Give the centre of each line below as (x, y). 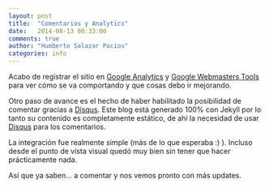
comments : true (34, 38)
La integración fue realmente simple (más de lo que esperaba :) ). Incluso (130, 142)
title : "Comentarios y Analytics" (68, 23)
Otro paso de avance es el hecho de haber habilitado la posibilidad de (125, 101)
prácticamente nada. (43, 160)
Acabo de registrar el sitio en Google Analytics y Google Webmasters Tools (134, 77)
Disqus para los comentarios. (58, 127)
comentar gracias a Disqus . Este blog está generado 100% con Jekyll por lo (135, 109)
